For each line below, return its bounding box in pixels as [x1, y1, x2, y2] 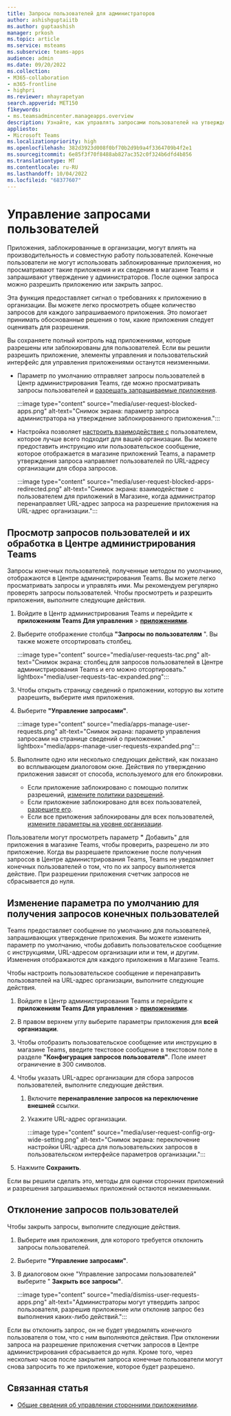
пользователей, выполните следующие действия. [16, 1080, 164, 1089]
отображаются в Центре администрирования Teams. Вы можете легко [7, 574, 217, 582]
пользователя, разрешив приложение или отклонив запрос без [16, 1305, 204, 1313]
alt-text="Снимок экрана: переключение [80, 1135, 201, 1144]
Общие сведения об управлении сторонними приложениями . [16, 1400, 199, 1409]
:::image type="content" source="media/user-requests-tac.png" [16, 650, 200, 659]
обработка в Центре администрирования [7, 537, 196, 549]
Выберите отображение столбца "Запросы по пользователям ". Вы [16, 630, 218, 638]
